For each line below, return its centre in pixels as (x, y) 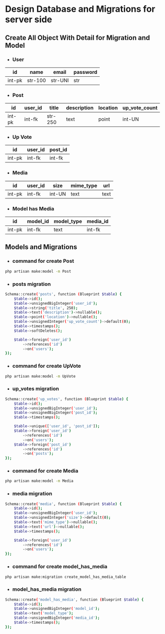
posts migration (31, 284)
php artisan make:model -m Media (39, 481)
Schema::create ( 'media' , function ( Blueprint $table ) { (63, 504)
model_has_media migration (47, 589)
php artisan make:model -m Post (38, 271)
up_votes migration (36, 389)
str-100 (36, 80)
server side (29, 19)
